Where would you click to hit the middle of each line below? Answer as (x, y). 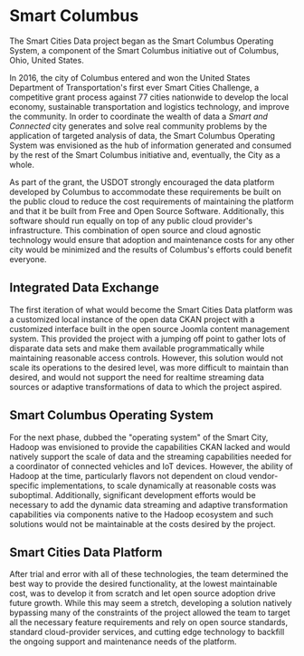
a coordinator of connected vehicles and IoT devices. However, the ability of (152, 466)
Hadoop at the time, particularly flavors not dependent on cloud (128, 475)
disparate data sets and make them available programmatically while (137, 348)
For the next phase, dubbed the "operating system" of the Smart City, (139, 437)
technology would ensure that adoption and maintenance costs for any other (152, 240)
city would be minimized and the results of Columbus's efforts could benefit (151, 250)
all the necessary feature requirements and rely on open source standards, (148, 622)
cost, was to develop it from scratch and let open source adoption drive (142, 593)
